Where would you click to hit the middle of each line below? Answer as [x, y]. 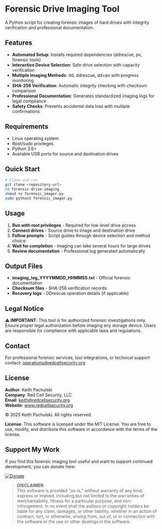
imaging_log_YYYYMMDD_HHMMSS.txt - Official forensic [71, 278]
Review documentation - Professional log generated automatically [79, 251]
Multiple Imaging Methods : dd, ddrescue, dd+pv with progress [75, 75]
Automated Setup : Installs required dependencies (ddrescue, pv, [77, 54]
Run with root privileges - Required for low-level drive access [74, 225]
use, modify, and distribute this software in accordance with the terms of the [81, 429]
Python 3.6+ [24, 149]
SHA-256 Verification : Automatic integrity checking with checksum [80, 85]
